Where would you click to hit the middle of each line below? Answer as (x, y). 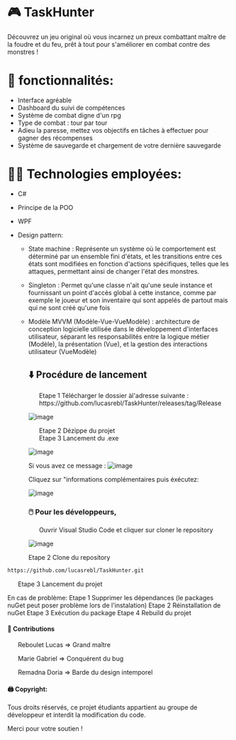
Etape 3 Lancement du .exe (79, 438)
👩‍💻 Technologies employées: (95, 174)
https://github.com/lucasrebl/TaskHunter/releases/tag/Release (130, 403)
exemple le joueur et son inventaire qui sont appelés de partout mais (128, 300)
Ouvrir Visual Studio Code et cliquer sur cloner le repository (126, 530)
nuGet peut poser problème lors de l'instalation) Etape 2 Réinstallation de (114, 605)
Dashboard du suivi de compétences (71, 107)
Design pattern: (40, 235)
